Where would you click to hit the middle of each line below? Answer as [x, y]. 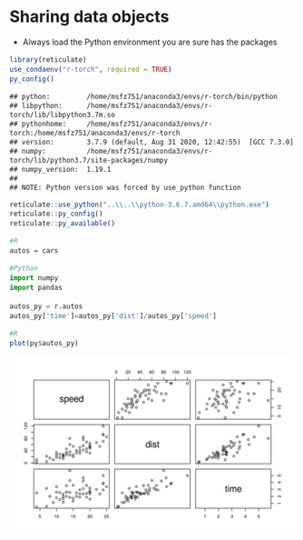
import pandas [36, 287]
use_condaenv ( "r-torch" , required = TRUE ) [91, 69]
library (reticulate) [49, 60]
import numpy [34, 278]
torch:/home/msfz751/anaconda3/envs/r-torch [95, 133]
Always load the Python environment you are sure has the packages [150, 42]
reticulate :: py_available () [63, 224]
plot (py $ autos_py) [44, 344]
